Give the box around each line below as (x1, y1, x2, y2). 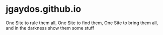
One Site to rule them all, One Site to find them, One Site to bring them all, (6, 20, 158, 26)
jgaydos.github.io (6, 3, 81, 15)
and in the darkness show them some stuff (6, 25, 95, 31)
